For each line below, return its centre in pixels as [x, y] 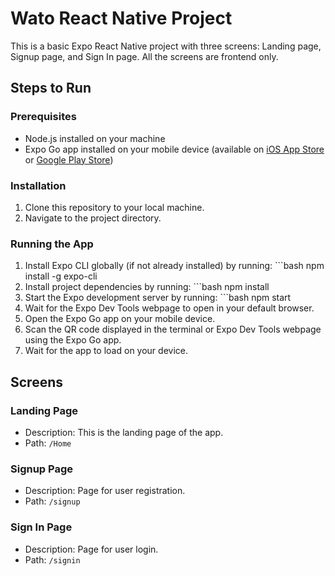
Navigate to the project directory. [93, 218]
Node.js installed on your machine [95, 138]
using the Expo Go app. [73, 340]
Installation [38, 185]
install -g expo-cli [61, 276]
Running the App [52, 244]
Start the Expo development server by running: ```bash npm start [158, 298]
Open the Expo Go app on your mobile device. [120, 319]
